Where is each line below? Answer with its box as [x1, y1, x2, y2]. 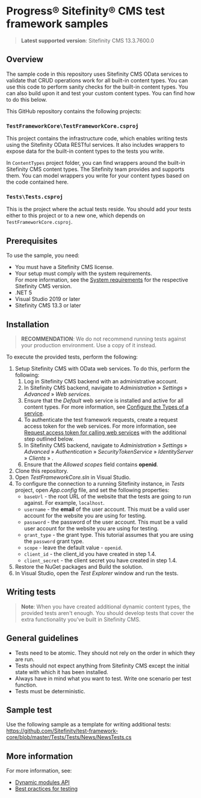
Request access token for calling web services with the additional [23, 428, 187, 436]
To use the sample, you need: [6, 252, 80, 259]
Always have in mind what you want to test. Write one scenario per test [14, 675, 191, 682]
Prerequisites [6, 236, 58, 246]
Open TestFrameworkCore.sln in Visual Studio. [14, 474, 131, 481]
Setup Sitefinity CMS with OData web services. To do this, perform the [14, 365, 190, 372]
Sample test [6, 705, 52, 715]
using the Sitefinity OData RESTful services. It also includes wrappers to [6, 141, 185, 149]
